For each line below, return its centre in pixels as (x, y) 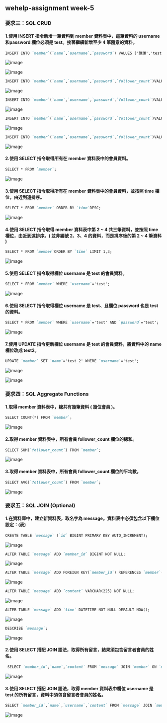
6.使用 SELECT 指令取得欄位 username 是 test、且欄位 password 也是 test (82, 306)
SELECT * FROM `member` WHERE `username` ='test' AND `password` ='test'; (82, 322)
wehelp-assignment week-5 (50, 8)
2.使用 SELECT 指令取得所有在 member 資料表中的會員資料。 (68, 159)
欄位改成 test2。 (22, 350)
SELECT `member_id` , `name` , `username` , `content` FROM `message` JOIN (79, 706)
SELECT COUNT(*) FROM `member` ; (39, 418)
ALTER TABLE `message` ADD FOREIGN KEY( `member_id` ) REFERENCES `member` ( (84, 573)
